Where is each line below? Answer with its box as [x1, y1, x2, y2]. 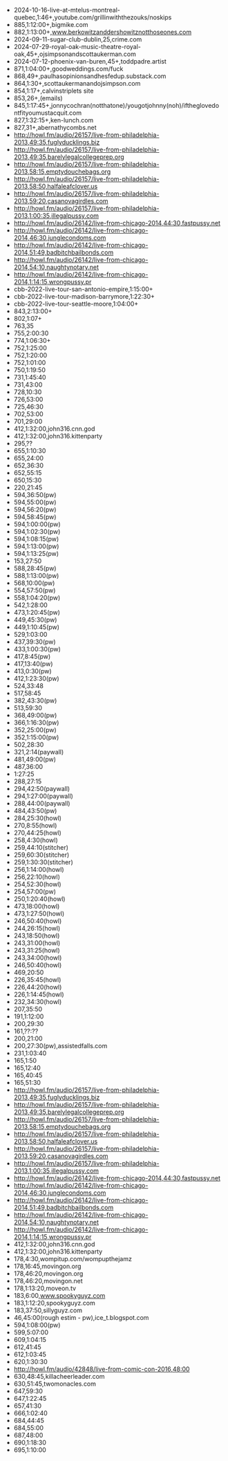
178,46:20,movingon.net [13, 1277, 83, 1285]
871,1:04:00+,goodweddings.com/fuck [13, 65, 124, 73]
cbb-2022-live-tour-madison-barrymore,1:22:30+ [13, 292, 155, 300]
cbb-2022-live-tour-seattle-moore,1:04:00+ [13, 300, 139, 308]
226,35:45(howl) [13, 976, 61, 984]
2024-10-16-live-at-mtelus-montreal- [13, 6, 121, 14]
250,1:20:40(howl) [13, 895, 66, 903]
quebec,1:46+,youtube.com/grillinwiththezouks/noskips [13, 13, 172, 21]
